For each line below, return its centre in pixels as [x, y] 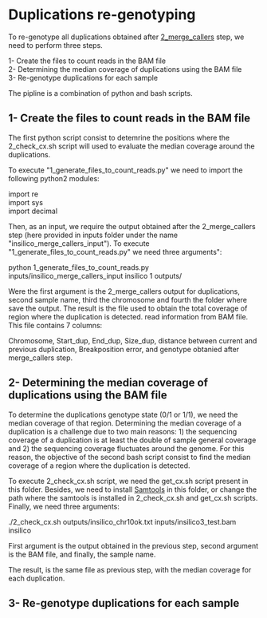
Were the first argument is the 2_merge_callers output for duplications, [124, 291]
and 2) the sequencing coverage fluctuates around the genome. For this [126, 448]
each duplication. [37, 578]
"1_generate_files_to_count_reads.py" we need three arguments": [115, 252]
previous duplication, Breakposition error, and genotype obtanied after [124, 349]
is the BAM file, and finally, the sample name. [82, 554]
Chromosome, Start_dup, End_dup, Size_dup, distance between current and [133, 340]
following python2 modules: [54, 178]
